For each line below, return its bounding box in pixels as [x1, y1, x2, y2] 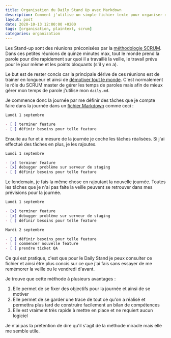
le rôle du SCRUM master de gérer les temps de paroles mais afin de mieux [5, 82, 163, 88]
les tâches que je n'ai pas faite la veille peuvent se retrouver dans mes [5, 184, 153, 190]
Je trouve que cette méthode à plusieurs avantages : [5, 276, 116, 282]
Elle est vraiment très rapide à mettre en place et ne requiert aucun [12, 307, 153, 314]
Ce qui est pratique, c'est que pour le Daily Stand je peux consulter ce [5, 255, 152, 261]
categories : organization [5, 31, 60, 36]
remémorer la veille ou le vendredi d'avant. [5, 266, 95, 272]
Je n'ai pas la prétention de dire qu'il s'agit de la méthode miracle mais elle [5, 323, 162, 329]
